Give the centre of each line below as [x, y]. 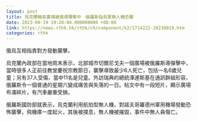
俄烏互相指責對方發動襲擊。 [40, 51]
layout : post [22, 11]
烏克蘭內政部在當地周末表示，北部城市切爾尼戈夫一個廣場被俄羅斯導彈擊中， [98, 63]
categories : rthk [27, 33]
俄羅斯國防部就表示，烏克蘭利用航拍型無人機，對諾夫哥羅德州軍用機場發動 [96, 105]
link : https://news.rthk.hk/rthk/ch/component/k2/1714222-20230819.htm [95, 28]
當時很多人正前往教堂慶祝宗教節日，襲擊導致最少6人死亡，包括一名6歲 [91, 70]
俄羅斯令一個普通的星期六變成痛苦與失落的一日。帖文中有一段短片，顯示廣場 [98, 85]
